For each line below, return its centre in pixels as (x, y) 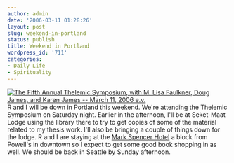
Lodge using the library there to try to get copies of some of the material (112, 122)
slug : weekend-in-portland (47, 33)
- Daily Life (26, 66)
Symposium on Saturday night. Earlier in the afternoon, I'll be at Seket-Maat (117, 114)
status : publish (31, 40)
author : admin (28, 14)
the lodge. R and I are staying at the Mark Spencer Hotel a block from (108, 136)
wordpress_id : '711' (38, 53)
